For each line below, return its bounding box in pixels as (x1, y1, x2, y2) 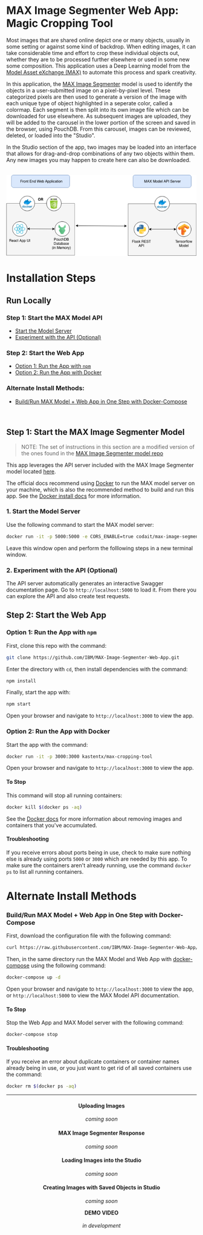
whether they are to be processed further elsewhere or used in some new (6, 56, 190, 63)
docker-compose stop (6, 1032, 59, 1038)
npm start (6, 701, 31, 708)
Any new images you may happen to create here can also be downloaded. (6, 156, 191, 163)
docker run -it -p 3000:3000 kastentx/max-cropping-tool (6, 754, 153, 760)
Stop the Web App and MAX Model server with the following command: (6, 1019, 184, 1026)
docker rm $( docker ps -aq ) (6, 1083, 77, 1089)
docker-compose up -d (6, 974, 61, 980)
